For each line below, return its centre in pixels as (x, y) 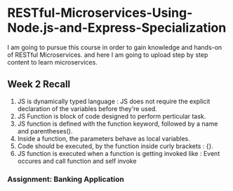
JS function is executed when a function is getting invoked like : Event (119, 153)
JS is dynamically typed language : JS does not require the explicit (114, 101)
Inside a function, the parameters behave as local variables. (104, 138)
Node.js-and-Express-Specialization (117, 28)
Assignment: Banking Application (66, 179)
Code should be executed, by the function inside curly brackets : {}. (115, 146)
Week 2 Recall (39, 85)
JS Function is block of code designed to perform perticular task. (112, 116)
